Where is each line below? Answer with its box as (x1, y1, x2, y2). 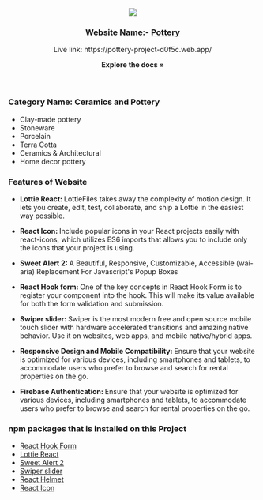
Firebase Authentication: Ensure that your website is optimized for (19, 386, 239, 396)
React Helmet (19, 475, 65, 484)
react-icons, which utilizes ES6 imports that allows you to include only (19, 235, 248, 244)
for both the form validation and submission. (19, 299, 164, 308)
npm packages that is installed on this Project (8, 423, 187, 434)
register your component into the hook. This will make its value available (19, 290, 255, 299)
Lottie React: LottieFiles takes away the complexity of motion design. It (19, 194, 251, 204)
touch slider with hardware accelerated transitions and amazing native (19, 322, 249, 332)
